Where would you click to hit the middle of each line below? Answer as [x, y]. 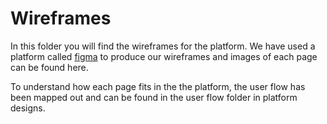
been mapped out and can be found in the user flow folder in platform [154, 97]
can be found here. [49, 67]
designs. [28, 108]
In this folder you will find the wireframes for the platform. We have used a [163, 46]
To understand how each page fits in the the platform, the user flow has [158, 86]
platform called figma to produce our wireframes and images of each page [164, 56]
